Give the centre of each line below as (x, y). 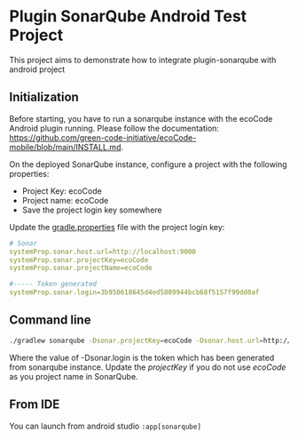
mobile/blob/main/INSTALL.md (65, 147)
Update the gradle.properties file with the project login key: (117, 227)
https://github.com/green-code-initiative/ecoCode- (103, 137)
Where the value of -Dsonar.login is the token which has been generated (142, 357)
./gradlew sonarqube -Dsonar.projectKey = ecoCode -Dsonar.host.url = (137, 340)
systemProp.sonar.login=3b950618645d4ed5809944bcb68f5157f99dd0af (134, 292)
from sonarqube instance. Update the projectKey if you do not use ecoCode (148, 367)
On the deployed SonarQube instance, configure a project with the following (148, 164)
